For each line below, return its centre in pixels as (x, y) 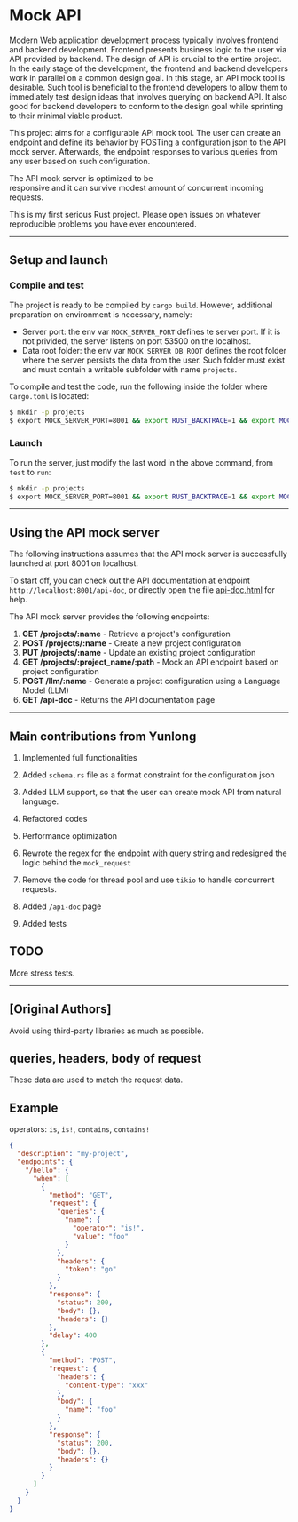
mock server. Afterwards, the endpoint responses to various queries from (143, 151)
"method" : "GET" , (81, 1195)
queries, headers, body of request (106, 1059)
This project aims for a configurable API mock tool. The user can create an (145, 132)
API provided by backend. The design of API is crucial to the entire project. (145, 59)
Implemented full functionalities (79, 758)
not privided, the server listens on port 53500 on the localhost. (137, 341)
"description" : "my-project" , (73, 1154)
